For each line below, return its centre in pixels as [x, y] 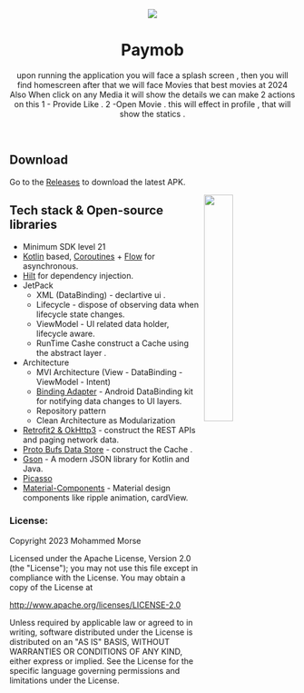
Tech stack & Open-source [87, 210]
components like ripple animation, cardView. [105, 497]
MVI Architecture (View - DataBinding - [109, 371]
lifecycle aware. [65, 333]
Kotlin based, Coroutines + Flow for [89, 256]
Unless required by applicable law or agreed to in [101, 622]
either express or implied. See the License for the [101, 661]
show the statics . [152, 114]
